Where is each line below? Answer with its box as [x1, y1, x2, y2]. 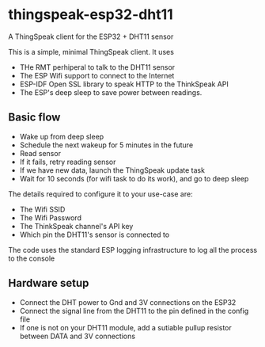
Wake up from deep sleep [19, 132, 104, 141]
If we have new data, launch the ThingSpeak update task [19, 165, 206, 175]
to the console [8, 254, 55, 263]
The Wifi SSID [19, 204, 66, 214]
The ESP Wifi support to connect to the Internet [19, 71, 175, 80]
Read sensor [19, 148, 62, 158]
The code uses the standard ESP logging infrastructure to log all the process [8, 245, 258, 254]
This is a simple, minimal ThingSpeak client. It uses [8, 47, 174, 56]
